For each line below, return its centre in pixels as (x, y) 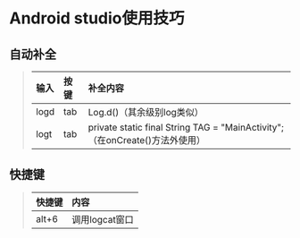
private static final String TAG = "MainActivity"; (186, 127)
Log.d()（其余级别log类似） (146, 112)
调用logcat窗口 (102, 219)
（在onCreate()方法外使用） (147, 140)
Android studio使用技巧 (97, 18)
